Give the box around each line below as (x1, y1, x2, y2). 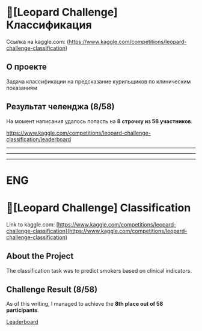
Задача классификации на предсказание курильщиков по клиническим (6, 77, 191, 85)
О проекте (6, 62, 47, 72)
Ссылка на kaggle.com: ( (6, 38, 69, 45)
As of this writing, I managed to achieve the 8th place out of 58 (6, 300, 164, 308)
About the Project (6, 251, 74, 261)
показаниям (6, 84, 37, 91)
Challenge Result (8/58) (6, 284, 98, 294)
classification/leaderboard (6, 135, 72, 143)
